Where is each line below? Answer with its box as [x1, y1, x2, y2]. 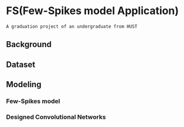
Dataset [6, 59, 36, 69]
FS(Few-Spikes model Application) [6, 4, 179, 18]
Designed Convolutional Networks [6, 113, 107, 121]
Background [6, 39, 52, 49]
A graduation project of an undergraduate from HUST [6, 24, 138, 29]
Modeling [6, 79, 42, 89]
